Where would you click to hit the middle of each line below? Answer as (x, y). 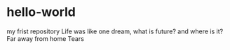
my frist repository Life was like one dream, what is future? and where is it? (115, 31)
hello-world (41, 12)
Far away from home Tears (46, 38)
